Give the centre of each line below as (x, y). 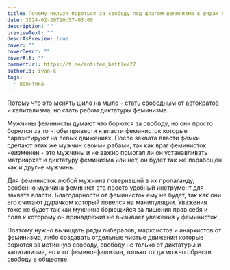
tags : (15, 77)
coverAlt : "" (26, 58)
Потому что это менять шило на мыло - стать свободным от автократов (113, 103)
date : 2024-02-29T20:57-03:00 (50, 20)
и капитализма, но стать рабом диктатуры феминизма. (88, 110)
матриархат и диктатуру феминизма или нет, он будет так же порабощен (115, 160)
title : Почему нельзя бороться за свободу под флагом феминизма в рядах (113, 13)
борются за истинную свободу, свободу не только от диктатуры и (104, 245)
